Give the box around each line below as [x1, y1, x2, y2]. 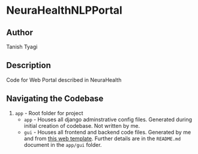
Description [6, 60, 51, 70]
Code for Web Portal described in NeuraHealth [6, 76, 122, 84]
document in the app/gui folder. [23, 141, 102, 148]
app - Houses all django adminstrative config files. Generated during [23, 116, 193, 123]
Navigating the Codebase [6, 94, 104, 104]
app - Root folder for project [14, 109, 83, 116]
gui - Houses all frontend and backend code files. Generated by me [23, 128, 191, 135]
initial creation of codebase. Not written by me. [23, 122, 140, 129]
